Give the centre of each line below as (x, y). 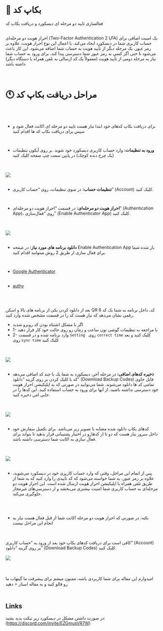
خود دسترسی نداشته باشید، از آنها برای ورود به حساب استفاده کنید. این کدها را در (86, 389)
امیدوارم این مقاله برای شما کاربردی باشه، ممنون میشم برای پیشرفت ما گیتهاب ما (79, 578)
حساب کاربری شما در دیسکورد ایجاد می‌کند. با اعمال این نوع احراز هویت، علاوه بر (79, 43)
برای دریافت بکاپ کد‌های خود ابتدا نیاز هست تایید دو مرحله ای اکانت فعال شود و (84, 126)
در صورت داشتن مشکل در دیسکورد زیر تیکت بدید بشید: (56, 618)
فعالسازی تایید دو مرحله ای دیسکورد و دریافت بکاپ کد (54, 23)
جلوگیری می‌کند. (27, 493)
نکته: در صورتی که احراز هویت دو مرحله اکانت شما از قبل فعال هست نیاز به (81, 518)
